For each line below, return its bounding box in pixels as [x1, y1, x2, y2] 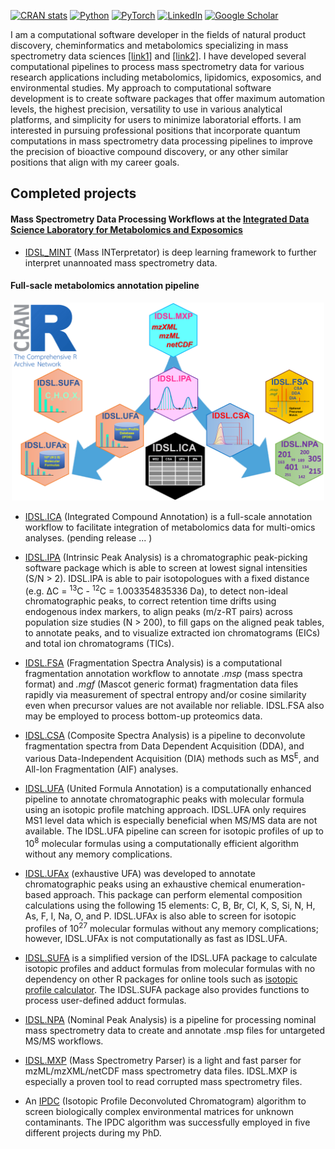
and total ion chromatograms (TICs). [24, 638, 175, 650]
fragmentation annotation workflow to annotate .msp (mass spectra [24, 668, 303, 680]
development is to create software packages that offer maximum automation [10, 93, 325, 104]
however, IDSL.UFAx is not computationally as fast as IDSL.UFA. [24, 933, 288, 945]
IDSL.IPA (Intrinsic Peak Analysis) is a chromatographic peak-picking [24, 551, 308, 563]
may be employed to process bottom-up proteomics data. [24, 710, 263, 722]
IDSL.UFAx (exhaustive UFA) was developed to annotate [24, 867, 256, 879]
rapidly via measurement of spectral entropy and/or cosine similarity [24, 689, 307, 701]
